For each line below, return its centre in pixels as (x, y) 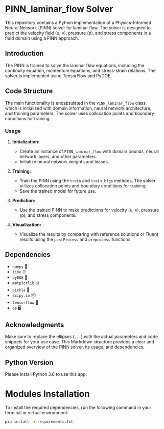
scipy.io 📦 (24, 295)
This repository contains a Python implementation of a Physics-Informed (78, 23)
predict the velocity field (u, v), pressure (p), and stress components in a (78, 33)
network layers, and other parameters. (58, 156)
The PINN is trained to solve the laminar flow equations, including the (75, 65)
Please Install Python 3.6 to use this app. (46, 374)
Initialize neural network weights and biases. (64, 161)
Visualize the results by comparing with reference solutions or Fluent (89, 234)
